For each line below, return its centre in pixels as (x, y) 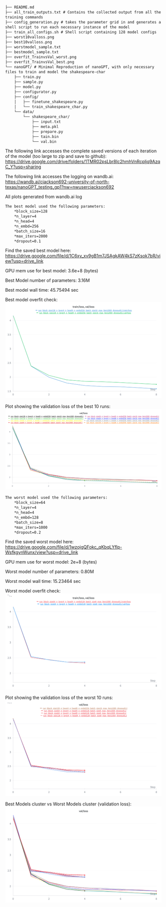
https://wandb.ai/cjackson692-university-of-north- (57, 182)
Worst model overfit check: (33, 591)
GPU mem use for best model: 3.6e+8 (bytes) (52, 271)
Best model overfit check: (32, 300)
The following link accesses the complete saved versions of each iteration (81, 151)
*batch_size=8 (29, 522)
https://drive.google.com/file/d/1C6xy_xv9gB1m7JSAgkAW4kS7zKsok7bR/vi (83, 256)
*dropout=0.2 (28, 532)
